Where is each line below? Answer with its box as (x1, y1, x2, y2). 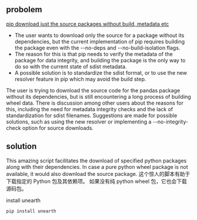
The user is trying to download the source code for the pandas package (6, 86, 181, 94)
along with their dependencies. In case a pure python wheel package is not (6, 163, 188, 170)
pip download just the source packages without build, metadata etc (6, 20, 169, 27)
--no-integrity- (152, 118, 189, 125)
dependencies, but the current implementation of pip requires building (14, 38, 185, 45)
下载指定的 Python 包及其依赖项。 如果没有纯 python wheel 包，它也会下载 (6, 178, 187, 185)
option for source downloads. (22, 124, 94, 131)
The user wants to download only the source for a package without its (14, 32, 185, 39)
